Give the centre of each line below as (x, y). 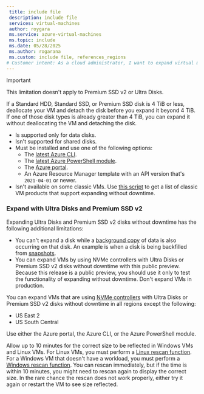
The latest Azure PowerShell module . (70, 161)
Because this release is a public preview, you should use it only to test (102, 272)
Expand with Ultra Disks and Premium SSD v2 (74, 209)
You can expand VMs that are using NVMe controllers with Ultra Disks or (97, 297)
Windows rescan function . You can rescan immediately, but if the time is (97, 365)
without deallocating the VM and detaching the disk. (72, 123)
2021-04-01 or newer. (50, 180)
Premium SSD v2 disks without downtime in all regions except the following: (101, 303)
